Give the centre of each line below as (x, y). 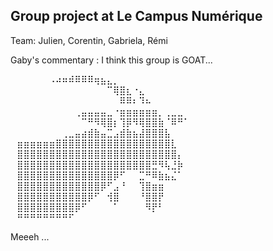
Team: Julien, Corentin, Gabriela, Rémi (89, 40)
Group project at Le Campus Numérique (136, 16)
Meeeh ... (30, 236)
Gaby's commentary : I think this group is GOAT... (111, 60)
